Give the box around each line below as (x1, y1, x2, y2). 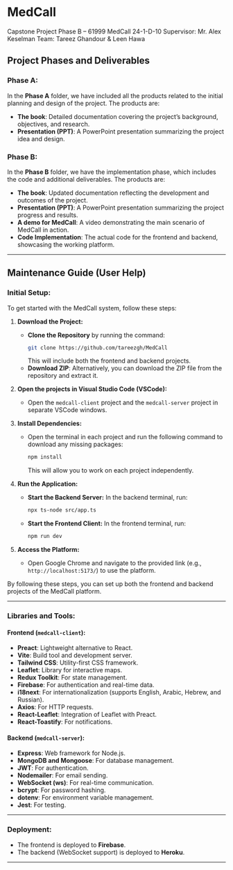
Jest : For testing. (17, 801, 67, 809)
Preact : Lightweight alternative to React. (17, 644, 133, 652)
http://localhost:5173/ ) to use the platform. (27, 567, 156, 575)
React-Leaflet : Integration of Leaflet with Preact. (17, 711, 157, 719)
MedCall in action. (17, 226, 69, 234)
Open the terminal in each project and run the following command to (27, 433, 223, 441)
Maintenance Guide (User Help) (7, 267, 146, 279)
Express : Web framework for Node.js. (17, 749, 126, 757)
